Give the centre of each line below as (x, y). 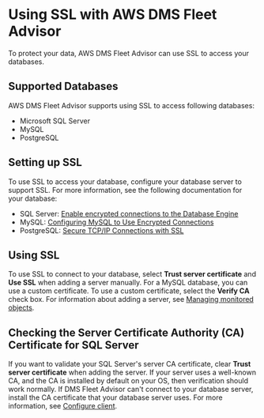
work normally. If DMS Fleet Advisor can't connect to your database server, (131, 390)
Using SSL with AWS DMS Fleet (113, 15)
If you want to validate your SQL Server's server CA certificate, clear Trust (130, 364)
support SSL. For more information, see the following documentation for (125, 190)
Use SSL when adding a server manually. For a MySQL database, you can (128, 283)
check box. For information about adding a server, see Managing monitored (131, 299)
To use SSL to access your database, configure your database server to (125, 181)
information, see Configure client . (63, 406)
